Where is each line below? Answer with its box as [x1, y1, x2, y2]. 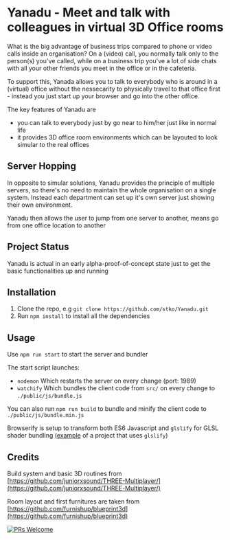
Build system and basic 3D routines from [7, 469, 122, 477]
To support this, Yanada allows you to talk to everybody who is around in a [7, 77, 218, 85]
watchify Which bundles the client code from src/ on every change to [16, 384, 215, 392]
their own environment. [7, 201, 73, 209]
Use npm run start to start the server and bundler [7, 350, 148, 359]
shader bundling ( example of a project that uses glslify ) [7, 431, 168, 440]
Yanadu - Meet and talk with [7, 5, 170, 21]
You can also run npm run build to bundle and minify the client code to [7, 405, 207, 413]
